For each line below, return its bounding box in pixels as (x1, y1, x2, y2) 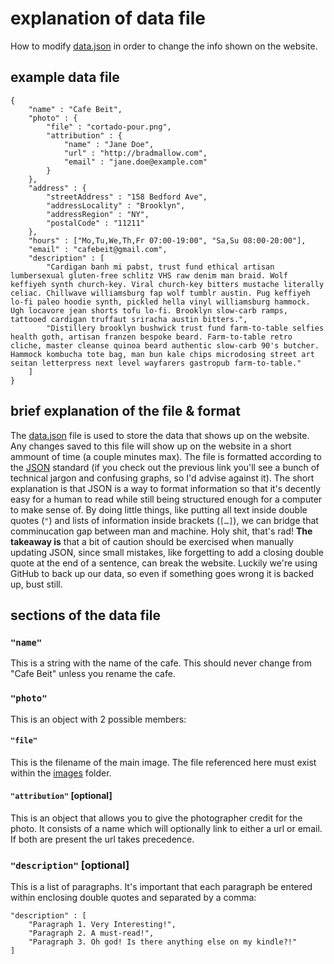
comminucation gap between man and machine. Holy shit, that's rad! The (10, 525, 313, 537)
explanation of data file (10, 7, 206, 30)
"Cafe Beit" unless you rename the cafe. (10, 668, 176, 680)
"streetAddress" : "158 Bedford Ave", (46, 192, 208, 202)
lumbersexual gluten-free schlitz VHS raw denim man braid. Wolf (10, 270, 288, 281)
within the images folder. (10, 767, 112, 779)
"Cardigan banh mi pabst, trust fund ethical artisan (46, 262, 275, 272)
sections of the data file (10, 607, 162, 624)
